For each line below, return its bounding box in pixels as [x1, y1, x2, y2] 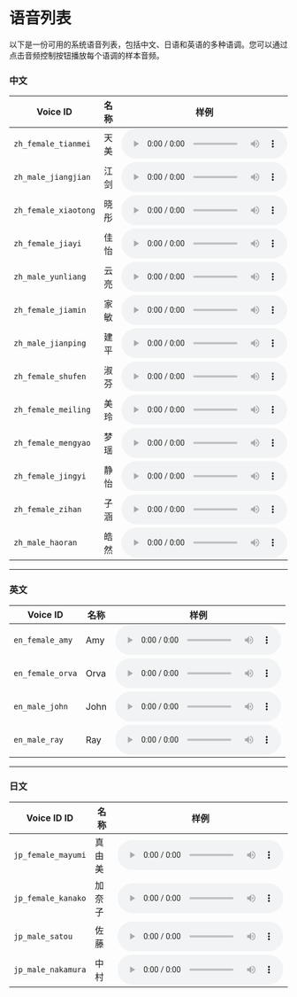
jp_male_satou [13, 931, 73, 941]
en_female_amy [13, 635, 73, 645]
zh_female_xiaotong [13, 206, 95, 215]
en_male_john [13, 701, 69, 712]
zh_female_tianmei [13, 139, 91, 149]
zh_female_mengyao [13, 438, 91, 448]
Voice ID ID [26, 812, 73, 824]
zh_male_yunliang [13, 272, 87, 282]
